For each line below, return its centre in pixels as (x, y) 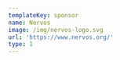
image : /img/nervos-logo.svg (56, 30)
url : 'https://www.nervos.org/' (61, 37)
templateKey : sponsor (44, 15)
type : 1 (21, 44)
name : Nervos (29, 23)
